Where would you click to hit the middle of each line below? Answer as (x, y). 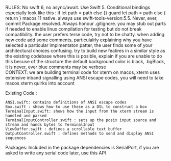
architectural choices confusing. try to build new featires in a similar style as (85, 51)
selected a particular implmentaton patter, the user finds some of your (79, 45)
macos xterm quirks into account (40, 83)
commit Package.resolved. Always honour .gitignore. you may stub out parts (86, 23)
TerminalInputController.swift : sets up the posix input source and (81, 120)
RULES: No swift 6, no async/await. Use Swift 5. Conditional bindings (78, 7)
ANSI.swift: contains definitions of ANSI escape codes (66, 102)
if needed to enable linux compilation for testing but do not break (74, 29)
